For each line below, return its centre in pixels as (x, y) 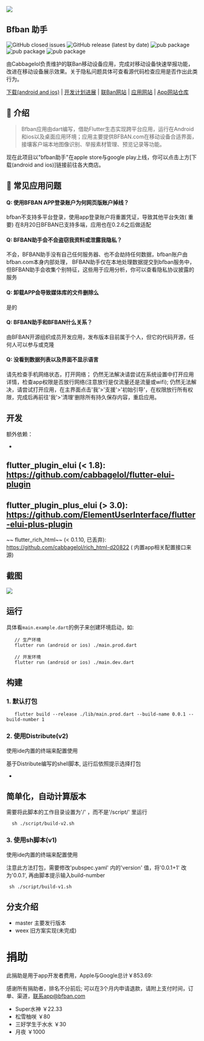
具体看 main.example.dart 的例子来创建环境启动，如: (70, 627)
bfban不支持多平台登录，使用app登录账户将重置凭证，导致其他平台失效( (97, 217)
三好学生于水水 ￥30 (41, 1024)
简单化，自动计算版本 (46, 796)
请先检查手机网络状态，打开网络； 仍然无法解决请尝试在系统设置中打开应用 (100, 374)
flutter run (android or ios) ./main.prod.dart (76, 645)
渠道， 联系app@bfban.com (51, 996)
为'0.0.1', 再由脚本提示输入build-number (56, 875)
